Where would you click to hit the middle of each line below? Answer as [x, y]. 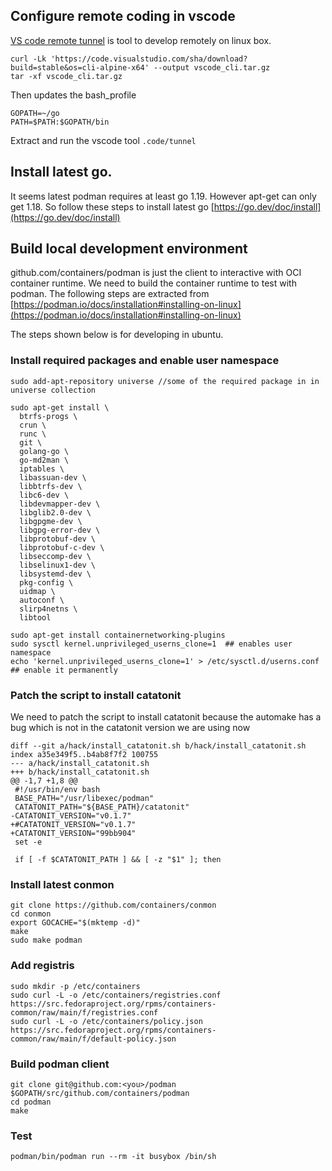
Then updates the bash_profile [73, 95]
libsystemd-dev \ [55, 574]
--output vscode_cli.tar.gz [212, 67]
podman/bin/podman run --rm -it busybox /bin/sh [113, 1157]
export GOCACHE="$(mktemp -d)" [75, 923]
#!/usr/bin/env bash [57, 790]
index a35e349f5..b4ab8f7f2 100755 [84, 755]
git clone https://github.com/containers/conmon [113, 905]
